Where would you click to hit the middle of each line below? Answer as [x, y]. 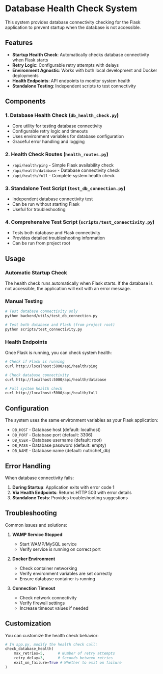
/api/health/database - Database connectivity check [66, 170]
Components [25, 101]
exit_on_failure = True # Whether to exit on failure [68, 663]
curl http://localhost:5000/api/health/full [51, 393]
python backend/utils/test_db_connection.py [51, 316]
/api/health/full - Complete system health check [63, 175]
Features [19, 43]
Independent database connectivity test [53, 199]
